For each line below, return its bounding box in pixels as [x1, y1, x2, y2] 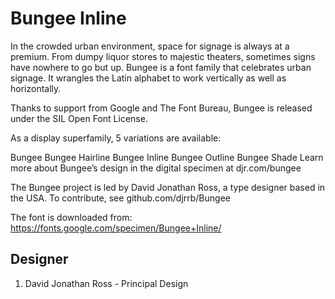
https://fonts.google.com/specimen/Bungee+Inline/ [10, 222, 222, 234]
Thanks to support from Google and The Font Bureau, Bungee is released [10, 102, 313, 114]
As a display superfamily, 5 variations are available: [10, 132, 222, 144]
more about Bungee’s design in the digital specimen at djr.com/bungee [10, 162, 302, 174]
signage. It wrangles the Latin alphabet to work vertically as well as [10, 72, 287, 84]
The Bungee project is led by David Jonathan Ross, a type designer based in [10, 181, 326, 193]
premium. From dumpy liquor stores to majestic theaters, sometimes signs [10, 50, 316, 62]
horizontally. [10, 82, 62, 94]
